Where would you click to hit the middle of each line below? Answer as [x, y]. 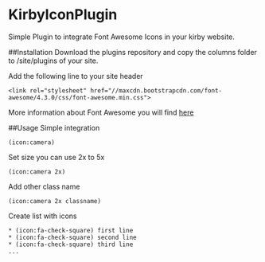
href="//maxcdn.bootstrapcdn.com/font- [156, 90]
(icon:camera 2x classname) [55, 201]
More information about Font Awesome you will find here [101, 112]
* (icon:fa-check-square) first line [71, 230]
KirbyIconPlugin [63, 15]
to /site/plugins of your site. [53, 61]
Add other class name [44, 186]
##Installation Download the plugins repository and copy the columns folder [132, 52]
